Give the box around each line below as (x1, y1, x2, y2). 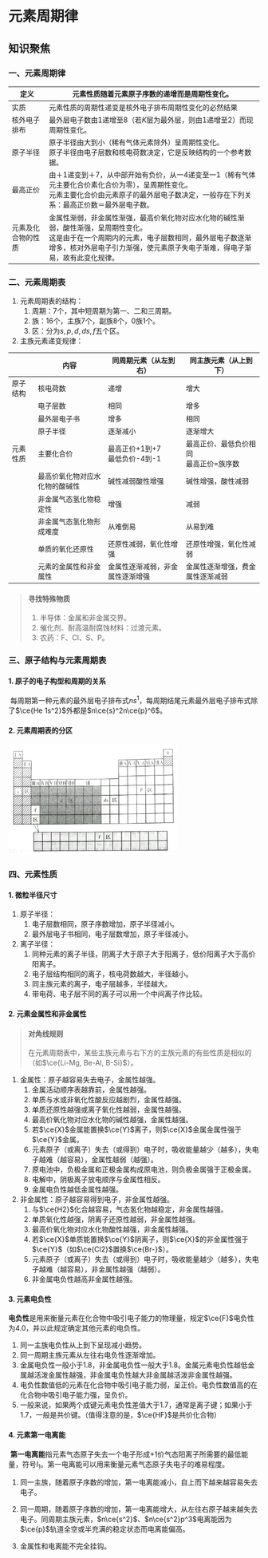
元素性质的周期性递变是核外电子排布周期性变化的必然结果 (49, 102, 238, 112)
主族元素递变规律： (19, 336, 84, 346)
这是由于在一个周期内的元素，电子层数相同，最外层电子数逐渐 (49, 232, 252, 242)
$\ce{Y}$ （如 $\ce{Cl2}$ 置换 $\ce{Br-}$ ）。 (31, 1244, 173, 1254)
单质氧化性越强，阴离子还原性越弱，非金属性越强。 (31, 1215, 200, 1224)
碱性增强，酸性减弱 (186, 476, 250, 486)
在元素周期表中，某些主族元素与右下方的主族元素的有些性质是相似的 (27, 1048, 252, 1058)
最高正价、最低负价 (186, 439, 250, 449)
